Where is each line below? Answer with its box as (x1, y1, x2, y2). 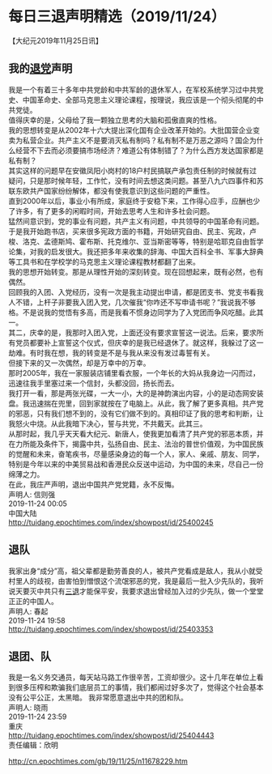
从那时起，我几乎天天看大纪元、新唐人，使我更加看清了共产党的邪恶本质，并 (8, 428, 264, 438)
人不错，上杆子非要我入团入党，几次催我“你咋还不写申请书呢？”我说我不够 (8, 297, 257, 307)
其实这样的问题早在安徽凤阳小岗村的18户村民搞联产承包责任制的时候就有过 (8, 165, 257, 175)
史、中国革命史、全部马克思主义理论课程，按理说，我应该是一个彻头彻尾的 (8, 95, 257, 104)
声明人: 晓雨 (8, 703, 49, 712)
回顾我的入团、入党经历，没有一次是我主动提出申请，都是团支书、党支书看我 (8, 287, 264, 296)
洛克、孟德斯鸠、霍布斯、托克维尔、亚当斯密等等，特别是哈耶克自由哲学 (22, 236, 264, 246)
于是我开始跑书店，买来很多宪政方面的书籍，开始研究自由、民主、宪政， (8, 226, 249, 236)
